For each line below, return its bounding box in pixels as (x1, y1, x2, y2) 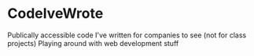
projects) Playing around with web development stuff (7, 38, 179, 47)
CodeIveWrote (7, 5, 104, 23)
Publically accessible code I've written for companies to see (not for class (7, 30, 247, 40)
